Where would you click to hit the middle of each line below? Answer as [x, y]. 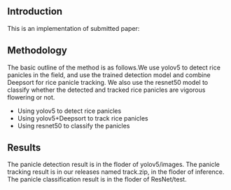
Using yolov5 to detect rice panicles [69, 111]
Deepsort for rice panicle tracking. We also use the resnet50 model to [108, 82]
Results [24, 148]
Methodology [37, 51]
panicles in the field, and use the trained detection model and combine [109, 75]
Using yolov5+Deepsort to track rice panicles [83, 118]
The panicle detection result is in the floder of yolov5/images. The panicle [114, 165]
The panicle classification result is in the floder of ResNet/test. [97, 179]
